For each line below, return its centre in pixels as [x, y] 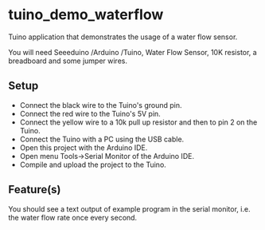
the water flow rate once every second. [73, 217]
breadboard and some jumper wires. [68, 61]
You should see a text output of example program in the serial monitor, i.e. [129, 208]
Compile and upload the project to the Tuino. [93, 165]
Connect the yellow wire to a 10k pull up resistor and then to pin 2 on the [138, 122]
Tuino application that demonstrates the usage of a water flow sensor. [123, 37]
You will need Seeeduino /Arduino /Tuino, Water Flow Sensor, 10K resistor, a [132, 52]
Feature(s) [35, 190]
